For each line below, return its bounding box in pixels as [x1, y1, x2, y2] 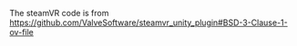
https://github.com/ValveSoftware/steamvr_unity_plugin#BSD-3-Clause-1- [9, 17, 289, 28]
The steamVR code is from [9, 8, 109, 18]
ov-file [9, 27, 34, 37]
